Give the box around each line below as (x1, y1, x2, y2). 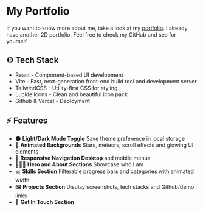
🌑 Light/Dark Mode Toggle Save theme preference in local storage (15, 135, 185, 142)
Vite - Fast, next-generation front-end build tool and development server (15, 77, 197, 85)
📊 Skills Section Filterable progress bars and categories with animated (15, 168, 194, 175)
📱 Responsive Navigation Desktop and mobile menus (15, 154, 151, 161)
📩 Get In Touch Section (15, 198, 74, 205)
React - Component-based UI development (15, 71, 123, 79)
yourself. (6, 37, 29, 44)
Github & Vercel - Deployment (15, 97, 90, 104)
